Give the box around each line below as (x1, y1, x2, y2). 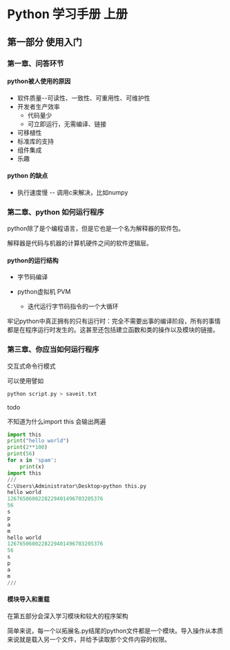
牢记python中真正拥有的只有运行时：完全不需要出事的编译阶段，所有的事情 (7, 317, 221, 326)
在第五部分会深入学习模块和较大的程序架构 (7, 611, 128, 620)
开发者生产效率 (17, 102, 60, 111)
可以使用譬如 (7, 376, 44, 385)
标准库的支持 (17, 137, 54, 146)
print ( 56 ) (7, 450, 36, 457)
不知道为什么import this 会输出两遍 (7, 417, 106, 425)
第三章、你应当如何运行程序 (7, 344, 99, 354)
